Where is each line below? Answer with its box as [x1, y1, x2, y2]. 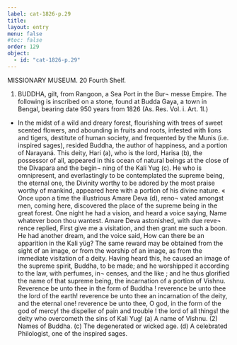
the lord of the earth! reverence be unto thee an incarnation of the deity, [17, 291, 228, 300]
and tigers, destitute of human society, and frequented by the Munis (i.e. [17, 133, 229, 142]
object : [7, 50, 30, 57]
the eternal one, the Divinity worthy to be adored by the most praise [17, 179, 216, 187]
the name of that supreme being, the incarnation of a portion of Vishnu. [17, 276, 226, 285]
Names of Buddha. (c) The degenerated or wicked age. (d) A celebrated [17, 322, 228, 330]
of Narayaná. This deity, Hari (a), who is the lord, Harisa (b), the [17, 148, 203, 157]
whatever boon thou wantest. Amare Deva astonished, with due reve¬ [17, 216, 221, 225]
